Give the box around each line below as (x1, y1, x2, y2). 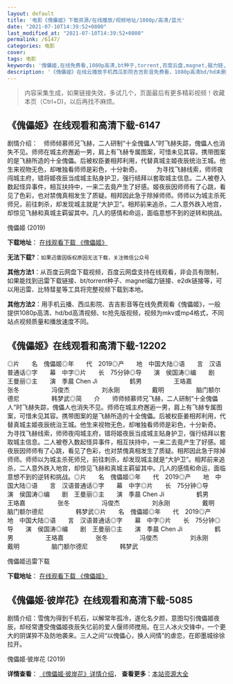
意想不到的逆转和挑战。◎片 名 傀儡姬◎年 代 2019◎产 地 (7, 472, 209, 481)
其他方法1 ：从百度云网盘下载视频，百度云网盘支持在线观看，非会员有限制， (7, 268, 223, 276)
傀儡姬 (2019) (7, 223, 46, 232)
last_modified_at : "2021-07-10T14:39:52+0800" (7, 29, 144, 37)
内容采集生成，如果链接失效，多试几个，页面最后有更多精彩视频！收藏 (24, 88, 225, 97)
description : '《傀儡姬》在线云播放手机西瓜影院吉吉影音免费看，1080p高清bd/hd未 (7, 68, 221, 75)
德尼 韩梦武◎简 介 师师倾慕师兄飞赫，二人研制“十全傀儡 (7, 395, 218, 403)
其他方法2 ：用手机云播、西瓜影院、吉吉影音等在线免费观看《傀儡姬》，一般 (7, 300, 221, 308)
